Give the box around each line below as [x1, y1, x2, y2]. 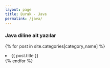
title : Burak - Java [5, 12, 47, 17]
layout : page [5, 7, 32, 12]
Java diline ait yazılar [5, 32, 56, 39]
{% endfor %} [5, 58, 33, 64]
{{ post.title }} [11, 52, 39, 58]
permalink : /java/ [5, 16, 43, 21]
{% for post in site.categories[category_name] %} [5, 43, 105, 49]
